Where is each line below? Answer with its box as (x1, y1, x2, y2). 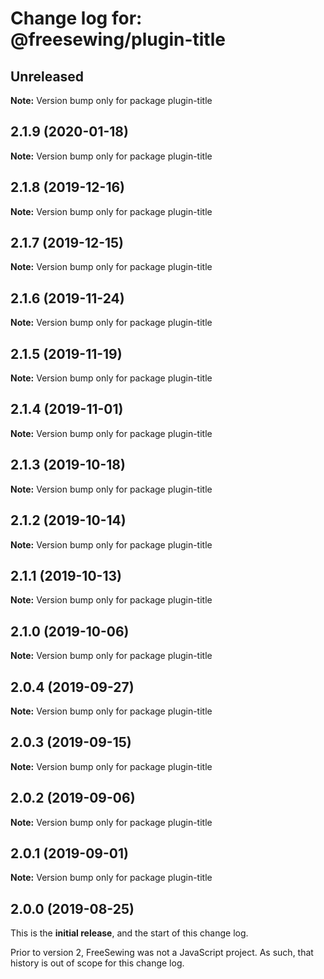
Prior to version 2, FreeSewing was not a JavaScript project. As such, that (10, 947, 314, 959)
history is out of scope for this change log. (10, 957, 185, 969)
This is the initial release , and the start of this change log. (10, 927, 249, 939)
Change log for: (10, 7, 143, 30)
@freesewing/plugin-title (10, 28, 226, 51)
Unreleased (10, 68, 85, 85)
